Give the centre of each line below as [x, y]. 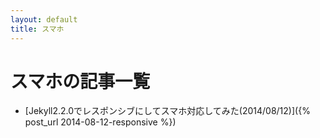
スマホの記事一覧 [80, 81]
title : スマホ [37, 29]
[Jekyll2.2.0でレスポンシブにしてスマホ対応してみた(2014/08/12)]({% [167, 111]
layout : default [44, 19]
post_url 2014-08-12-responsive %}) [100, 122]
